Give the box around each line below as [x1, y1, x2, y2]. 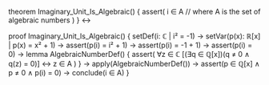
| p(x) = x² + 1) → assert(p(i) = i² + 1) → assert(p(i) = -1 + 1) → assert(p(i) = [8, 40, 253, 50]
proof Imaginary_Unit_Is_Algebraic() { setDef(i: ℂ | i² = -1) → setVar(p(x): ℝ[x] [8, 31, 261, 41]
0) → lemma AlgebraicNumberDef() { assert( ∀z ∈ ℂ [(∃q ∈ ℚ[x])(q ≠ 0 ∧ [8, 50, 251, 59]
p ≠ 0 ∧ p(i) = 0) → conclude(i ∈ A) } [8, 68, 130, 77]
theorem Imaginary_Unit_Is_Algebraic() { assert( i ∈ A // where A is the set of [8, 7, 261, 16]
